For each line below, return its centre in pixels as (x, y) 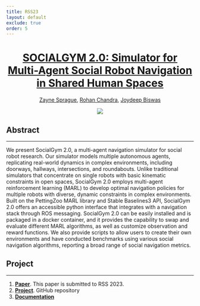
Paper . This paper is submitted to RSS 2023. (69, 284)
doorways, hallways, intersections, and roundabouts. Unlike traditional (92, 169)
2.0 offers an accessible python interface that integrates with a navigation (97, 207)
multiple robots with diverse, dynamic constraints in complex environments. (99, 194)
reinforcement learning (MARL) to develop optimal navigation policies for (95, 188)
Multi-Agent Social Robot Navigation (100, 71)
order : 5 (17, 28)
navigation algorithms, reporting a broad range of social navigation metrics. (99, 245)
